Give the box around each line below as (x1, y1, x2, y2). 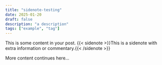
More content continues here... (5, 55, 70, 61)
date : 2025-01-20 (5, 12, 42, 17)
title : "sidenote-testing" (5, 7, 62, 13)
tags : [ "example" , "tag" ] (5, 26, 60, 31)
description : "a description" (5, 21, 69, 27)
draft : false (5, 17, 33, 22)
